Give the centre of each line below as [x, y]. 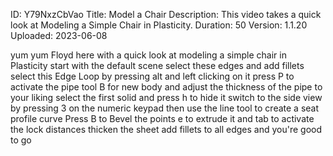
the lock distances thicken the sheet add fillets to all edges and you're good [166, 129]
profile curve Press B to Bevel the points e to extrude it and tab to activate [162, 118]
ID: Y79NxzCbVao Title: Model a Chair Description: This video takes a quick [166, 14]
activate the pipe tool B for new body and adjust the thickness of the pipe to [166, 87]
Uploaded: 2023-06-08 [59, 35]
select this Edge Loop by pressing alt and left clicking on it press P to [152, 76]
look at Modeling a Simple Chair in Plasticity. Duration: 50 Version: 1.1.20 [159, 25]
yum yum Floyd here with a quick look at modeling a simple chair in [148, 55]
